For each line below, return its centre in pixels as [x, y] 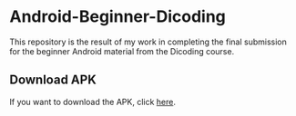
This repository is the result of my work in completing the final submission [148, 42]
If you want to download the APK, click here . [92, 101]
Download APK [53, 80]
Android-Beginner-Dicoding [117, 17]
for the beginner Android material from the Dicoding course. [122, 51]
